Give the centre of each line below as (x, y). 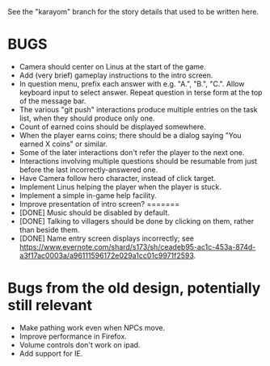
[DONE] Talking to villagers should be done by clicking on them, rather (137, 221)
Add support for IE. (51, 353)
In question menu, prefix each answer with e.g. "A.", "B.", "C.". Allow (132, 83)
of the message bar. (53, 101)
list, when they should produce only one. (87, 118)
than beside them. (49, 229)
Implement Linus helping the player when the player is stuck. (120, 187)
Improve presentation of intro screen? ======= (99, 204)
